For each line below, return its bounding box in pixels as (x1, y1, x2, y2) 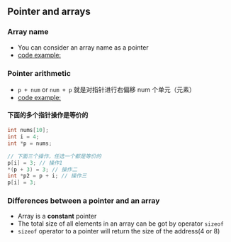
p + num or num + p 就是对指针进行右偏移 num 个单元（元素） (17, 85, 196, 94)
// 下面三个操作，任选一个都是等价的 (7, 153, 101, 160)
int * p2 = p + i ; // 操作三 (7, 172, 87, 180)
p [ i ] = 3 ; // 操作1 (7, 159, 63, 166)
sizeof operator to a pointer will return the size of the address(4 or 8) (17, 227, 220, 236)
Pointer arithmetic (7, 68, 71, 78)
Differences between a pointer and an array (7, 196, 160, 206)
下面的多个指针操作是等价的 (7, 110, 89, 119)
